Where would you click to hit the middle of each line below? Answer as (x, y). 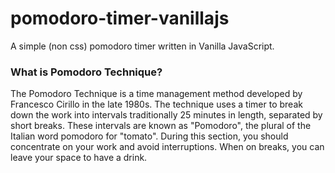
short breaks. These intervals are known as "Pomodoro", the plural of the (161, 126)
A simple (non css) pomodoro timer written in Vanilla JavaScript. (142, 46)
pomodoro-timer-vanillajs (120, 18)
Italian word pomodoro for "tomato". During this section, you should (149, 136)
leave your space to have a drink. (79, 158)
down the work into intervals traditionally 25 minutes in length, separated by (166, 115)
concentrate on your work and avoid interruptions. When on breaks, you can (167, 147)
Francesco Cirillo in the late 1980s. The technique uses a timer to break (156, 104)
